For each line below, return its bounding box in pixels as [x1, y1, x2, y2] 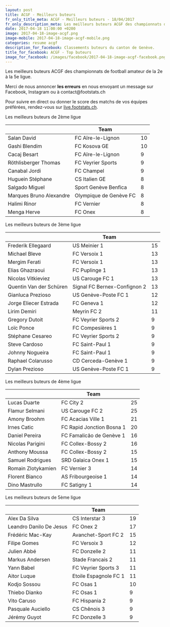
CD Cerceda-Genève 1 [72, 358, 128, 365]
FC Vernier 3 [61, 465, 92, 472]
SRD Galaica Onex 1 [61, 457, 109, 464]
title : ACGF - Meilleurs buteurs [5, 12, 76, 17]
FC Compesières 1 [72, 325, 117, 332]
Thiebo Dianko [8, 589, 42, 596]
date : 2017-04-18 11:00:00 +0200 [5, 26, 76, 31]
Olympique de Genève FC [74, 192, 136, 199]
